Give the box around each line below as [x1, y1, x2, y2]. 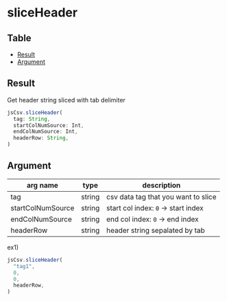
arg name [26, 180, 58, 190]
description [142, 180, 181, 190]
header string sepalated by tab [106, 225, 206, 235]
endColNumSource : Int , [13, 129, 78, 135]
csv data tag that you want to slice [106, 192, 217, 201]
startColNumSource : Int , [13, 122, 84, 129]
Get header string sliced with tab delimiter [7, 96, 126, 104]
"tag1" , [13, 263, 36, 269]
